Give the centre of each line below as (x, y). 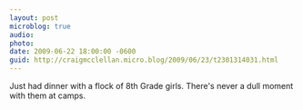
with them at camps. (48, 95)
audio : (22, 35)
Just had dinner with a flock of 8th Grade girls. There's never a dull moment (151, 86)
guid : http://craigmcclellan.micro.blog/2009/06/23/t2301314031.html (144, 60)
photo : (22, 43)
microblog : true (40, 26)
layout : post (34, 18)
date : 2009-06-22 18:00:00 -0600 (73, 52)
